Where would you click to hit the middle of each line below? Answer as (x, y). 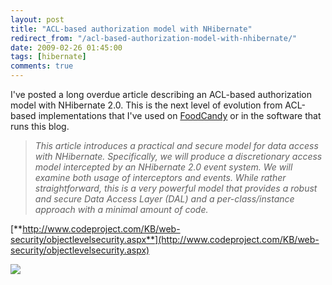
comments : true (42, 66)
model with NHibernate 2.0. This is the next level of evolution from (146, 105)
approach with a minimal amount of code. (121, 209)
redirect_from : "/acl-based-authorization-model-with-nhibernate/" (154, 38)
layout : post (37, 19)
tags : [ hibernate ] (48, 57)
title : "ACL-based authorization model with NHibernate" (131, 29)
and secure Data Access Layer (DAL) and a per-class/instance (164, 199)
